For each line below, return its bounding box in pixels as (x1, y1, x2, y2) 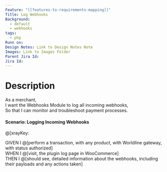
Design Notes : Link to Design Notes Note (5, 45, 93, 50)
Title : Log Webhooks (5, 12, 49, 17)
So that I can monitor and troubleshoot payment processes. (5, 107, 128, 113)
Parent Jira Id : (5, 54, 39, 59)
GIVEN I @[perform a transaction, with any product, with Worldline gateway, (5, 140, 162, 146)
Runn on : (5, 40, 24, 45)
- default (10, 21, 30, 27)
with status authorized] (5, 145, 53, 151)
